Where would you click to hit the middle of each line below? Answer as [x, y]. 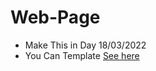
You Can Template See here [82, 55]
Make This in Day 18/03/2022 [85, 45]
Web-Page [55, 17]
